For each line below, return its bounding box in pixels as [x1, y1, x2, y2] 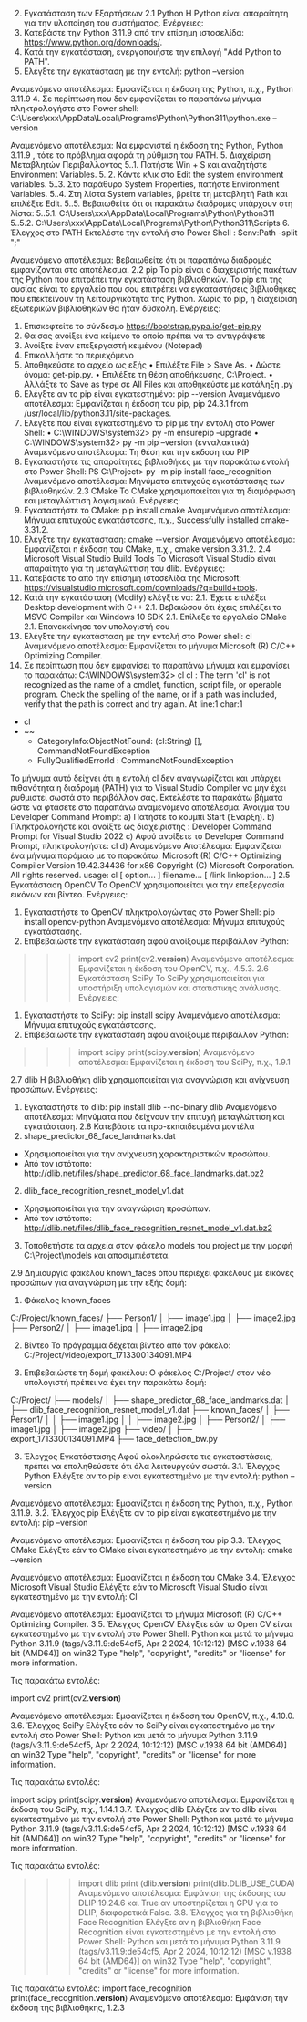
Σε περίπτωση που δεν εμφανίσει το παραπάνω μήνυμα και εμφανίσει [23, 660, 290, 670]
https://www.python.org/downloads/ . [23, 36, 163, 47]
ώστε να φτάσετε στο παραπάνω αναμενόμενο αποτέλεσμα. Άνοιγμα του [10, 802, 290, 813]
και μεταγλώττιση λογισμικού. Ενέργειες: [23, 495, 181, 505]
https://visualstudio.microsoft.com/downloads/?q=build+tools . [23, 583, 258, 593]
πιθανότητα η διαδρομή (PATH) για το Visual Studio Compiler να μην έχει [10, 783, 287, 793]
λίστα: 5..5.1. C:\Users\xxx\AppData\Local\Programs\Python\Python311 [10, 208, 275, 218]
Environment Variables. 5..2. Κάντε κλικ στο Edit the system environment [10, 169, 284, 180]
